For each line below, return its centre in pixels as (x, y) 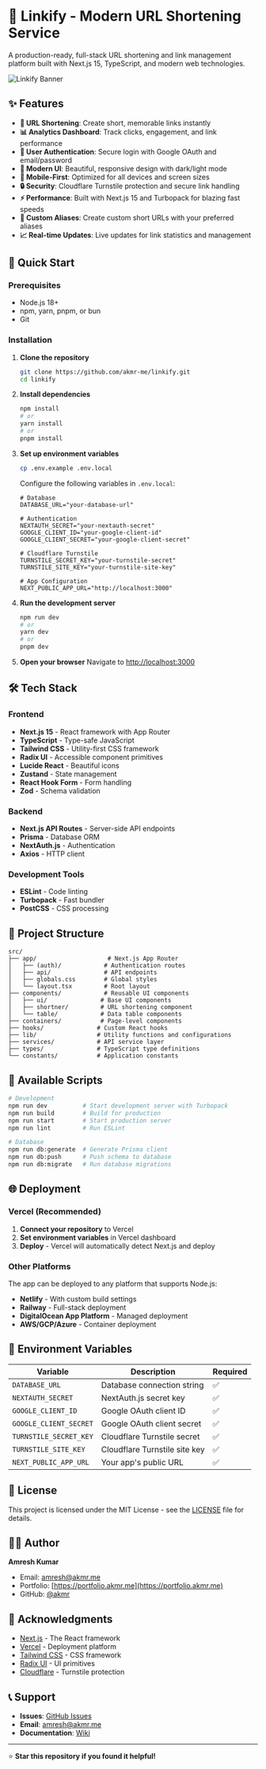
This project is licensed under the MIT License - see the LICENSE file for (126, 1510)
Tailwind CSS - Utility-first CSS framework (89, 748)
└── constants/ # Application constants (93, 1056)
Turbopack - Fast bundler (62, 900)
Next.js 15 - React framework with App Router (95, 731)
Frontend (26, 715)
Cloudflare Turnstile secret (150, 1437)
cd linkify (38, 379)
